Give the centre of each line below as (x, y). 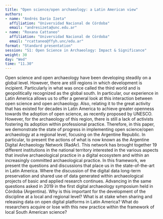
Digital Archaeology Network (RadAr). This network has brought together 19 (81, 145)
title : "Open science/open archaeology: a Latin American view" (72, 9)
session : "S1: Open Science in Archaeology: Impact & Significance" (76, 50)
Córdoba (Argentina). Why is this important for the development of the (75, 192)
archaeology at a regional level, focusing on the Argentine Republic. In (75, 135)
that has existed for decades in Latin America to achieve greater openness (80, 109)
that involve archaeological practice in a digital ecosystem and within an (77, 155)
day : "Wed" (16, 59)
